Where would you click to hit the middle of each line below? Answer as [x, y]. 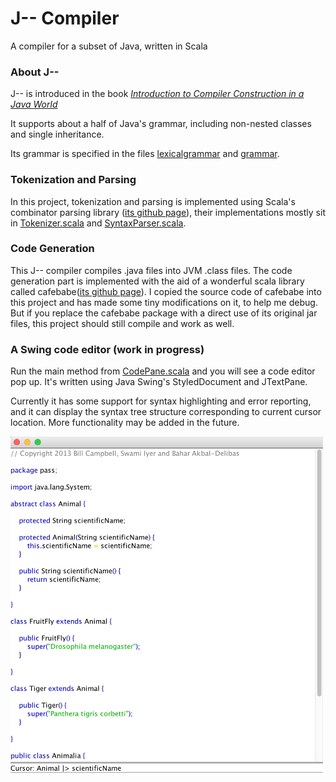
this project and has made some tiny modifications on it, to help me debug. [164, 302]
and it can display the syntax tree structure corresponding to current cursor [166, 412]
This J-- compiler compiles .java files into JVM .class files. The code [151, 270]
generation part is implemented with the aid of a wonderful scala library [157, 281]
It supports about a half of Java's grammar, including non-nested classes [161, 124]
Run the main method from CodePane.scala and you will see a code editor [163, 371]
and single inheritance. [57, 134]
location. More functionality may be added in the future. [125, 423]
